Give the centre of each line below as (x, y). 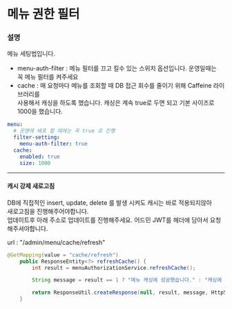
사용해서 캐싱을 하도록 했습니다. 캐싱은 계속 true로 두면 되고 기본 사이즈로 (116, 103)
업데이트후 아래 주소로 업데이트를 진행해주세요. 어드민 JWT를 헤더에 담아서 (108, 220)
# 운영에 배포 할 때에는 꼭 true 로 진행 (64, 131)
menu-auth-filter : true (54, 144)
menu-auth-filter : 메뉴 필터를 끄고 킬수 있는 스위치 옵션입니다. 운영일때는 (117, 68)
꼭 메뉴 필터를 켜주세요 (48, 77)
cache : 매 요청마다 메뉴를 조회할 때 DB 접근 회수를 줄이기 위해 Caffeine (114, 86)
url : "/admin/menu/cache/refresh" (56, 242)
